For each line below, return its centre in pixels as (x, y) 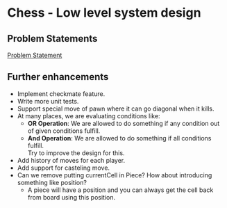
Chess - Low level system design (104, 13)
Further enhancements (58, 77)
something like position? (52, 182)
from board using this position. (72, 197)
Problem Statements (52, 39)
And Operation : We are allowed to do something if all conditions (119, 138)
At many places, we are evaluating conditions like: (89, 115)
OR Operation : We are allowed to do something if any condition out (124, 123)
